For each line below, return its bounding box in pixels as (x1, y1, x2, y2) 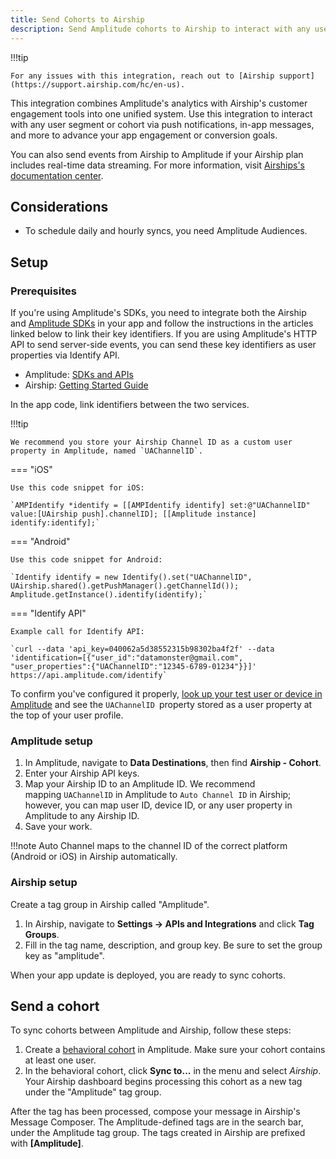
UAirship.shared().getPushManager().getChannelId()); (10, 581, 240, 591)
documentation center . (10, 169, 104, 181)
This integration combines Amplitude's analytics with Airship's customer (10, 97, 308, 109)
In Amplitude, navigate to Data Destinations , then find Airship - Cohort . (24, 757, 322, 769)
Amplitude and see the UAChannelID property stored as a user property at (10, 699, 313, 710)
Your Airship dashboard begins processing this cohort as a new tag (24, 1076, 303, 1088)
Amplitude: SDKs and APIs (24, 369, 134, 380)
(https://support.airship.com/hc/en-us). (10, 79, 186, 90)
